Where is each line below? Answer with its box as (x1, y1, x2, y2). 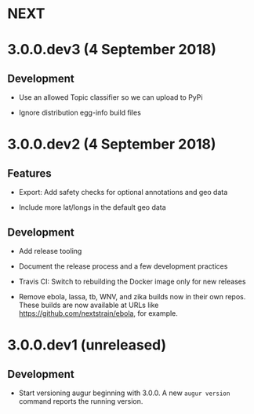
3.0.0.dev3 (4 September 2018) (7, 41, 217, 59)
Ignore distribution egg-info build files (18, 108, 142, 118)
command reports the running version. (18, 397, 143, 405)
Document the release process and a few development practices (18, 262, 228, 271)
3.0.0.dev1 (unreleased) (7, 336, 167, 354)
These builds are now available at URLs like (18, 300, 159, 310)
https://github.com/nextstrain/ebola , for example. (18, 309, 178, 318)
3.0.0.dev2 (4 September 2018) (7, 135, 216, 153)
